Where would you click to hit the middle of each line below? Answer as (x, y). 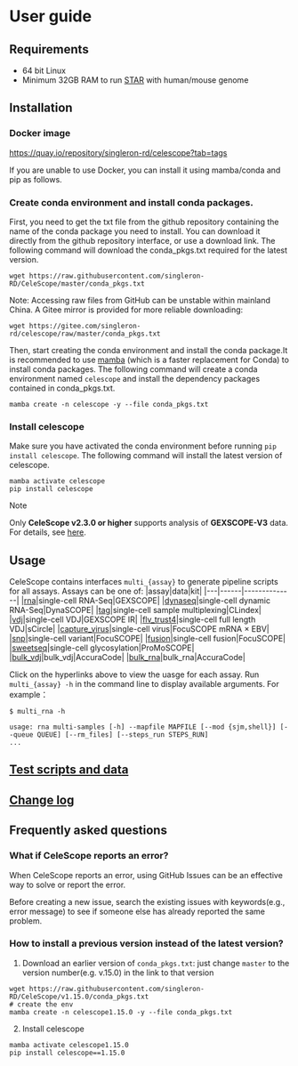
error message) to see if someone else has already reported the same (137, 911)
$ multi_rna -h (37, 712)
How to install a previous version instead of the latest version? (147, 943)
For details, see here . (48, 532)
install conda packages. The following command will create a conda (133, 369)
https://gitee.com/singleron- (85, 326)
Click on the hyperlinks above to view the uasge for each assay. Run (134, 674)
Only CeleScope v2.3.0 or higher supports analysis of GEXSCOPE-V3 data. (149, 523)
